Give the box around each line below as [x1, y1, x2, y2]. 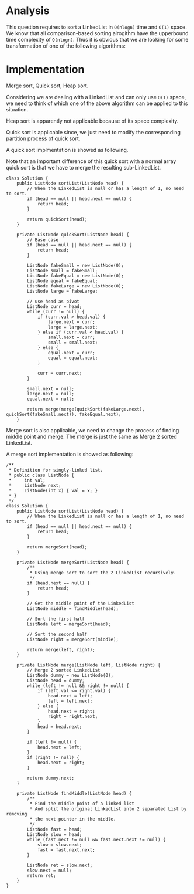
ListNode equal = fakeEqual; [27, 277, 98, 284]
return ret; [27, 872, 57, 878]
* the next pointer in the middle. [29, 816, 116, 822]
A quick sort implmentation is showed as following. [6, 146, 129, 153]
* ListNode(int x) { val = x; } [8, 487, 98, 493]
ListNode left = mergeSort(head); [27, 621, 111, 627]
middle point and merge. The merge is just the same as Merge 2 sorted [6, 433, 177, 440]
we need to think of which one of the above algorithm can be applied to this [6, 100, 188, 107]
